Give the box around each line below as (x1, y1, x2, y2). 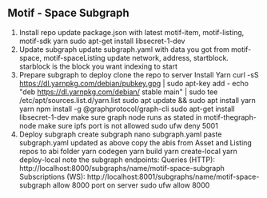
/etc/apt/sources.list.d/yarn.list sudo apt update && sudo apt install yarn (18, 95, 257, 105)
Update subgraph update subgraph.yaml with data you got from (18, 44, 229, 54)
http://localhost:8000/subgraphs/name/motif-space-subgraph (18, 163, 225, 172)
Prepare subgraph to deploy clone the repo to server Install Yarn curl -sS (18, 69, 259, 79)
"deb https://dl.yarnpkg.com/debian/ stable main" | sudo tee (18, 87, 218, 97)
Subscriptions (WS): (18, 172, 86, 181)
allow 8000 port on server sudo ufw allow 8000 (52, 180, 210, 190)
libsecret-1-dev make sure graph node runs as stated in (18, 112, 202, 122)
